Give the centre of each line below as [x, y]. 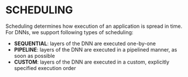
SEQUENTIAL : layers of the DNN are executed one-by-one [85, 43]
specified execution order [45, 68]
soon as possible [34, 56]
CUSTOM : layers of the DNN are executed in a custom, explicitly [92, 62]
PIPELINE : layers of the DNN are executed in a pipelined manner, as [95, 49]
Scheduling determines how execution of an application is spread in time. [94, 26]
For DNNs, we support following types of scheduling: [69, 32]
